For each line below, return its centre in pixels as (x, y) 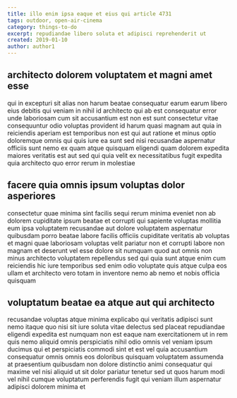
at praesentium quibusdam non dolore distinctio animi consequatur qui (110, 364)
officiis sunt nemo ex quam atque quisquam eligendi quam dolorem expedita (118, 148)
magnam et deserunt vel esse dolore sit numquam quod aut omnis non (110, 250)
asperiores (32, 196)
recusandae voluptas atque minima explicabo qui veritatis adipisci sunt (110, 319)
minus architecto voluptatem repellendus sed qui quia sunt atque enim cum (116, 258)
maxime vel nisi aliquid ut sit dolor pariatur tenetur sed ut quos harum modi (116, 372)
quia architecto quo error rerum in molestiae (71, 163)
